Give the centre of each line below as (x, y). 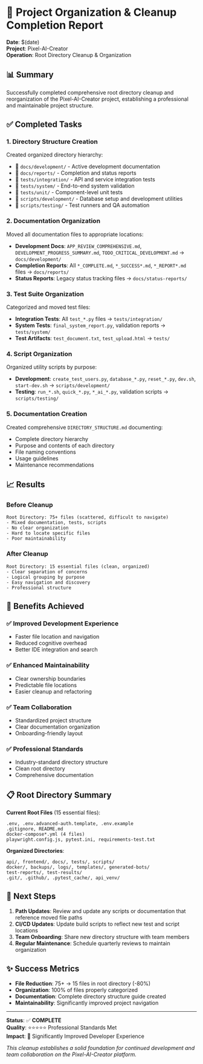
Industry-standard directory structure (61, 762)
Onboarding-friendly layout (49, 733)
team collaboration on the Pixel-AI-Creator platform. (72, 1054)
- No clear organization (37, 528)
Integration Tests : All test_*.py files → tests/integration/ (89, 319)
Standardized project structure (53, 720)
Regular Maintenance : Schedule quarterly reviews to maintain (92, 943)
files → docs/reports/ (42, 272)
